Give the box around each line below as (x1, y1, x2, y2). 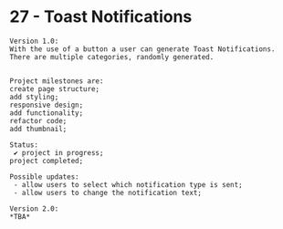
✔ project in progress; (13, 148, 104, 157)
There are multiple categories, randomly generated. (9, 52, 215, 61)
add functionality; (9, 108, 84, 118)
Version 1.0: (9, 36, 59, 46)
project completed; (9, 156, 84, 165)
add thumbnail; (9, 124, 68, 133)
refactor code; (9, 116, 68, 125)
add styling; (9, 92, 59, 101)
